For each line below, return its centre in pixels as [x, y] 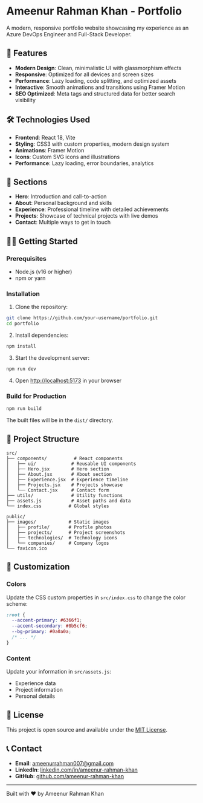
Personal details [35, 696]
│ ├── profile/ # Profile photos [59, 527]
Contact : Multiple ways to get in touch [63, 223]
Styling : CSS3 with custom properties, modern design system [92, 144]
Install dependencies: [42, 335]
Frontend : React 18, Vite [45, 137]
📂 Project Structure [43, 439]
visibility [25, 100]
